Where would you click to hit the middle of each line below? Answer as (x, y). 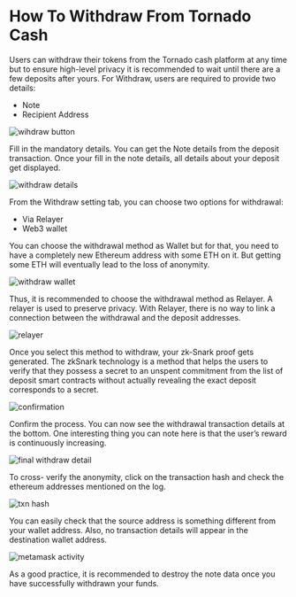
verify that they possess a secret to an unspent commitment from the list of (146, 370)
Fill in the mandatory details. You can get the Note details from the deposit (144, 149)
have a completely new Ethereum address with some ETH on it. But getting (145, 255)
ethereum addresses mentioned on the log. (87, 486)
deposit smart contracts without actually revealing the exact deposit (133, 380)
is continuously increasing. (58, 442)
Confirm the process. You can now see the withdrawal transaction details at (147, 423)
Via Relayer (42, 219)
